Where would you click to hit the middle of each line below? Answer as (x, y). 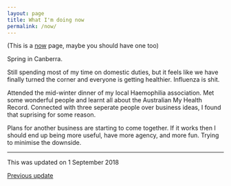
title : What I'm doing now (46, 20)
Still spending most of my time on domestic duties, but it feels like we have (113, 72)
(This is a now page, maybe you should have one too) (83, 46)
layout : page (26, 13)
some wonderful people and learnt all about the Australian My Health (105, 100)
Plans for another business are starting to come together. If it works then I (112, 128)
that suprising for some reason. (52, 115)
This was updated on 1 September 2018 (63, 163)
